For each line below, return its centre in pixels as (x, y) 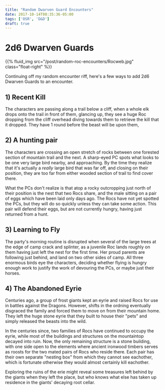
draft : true (17, 23)
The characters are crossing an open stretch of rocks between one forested (82, 152)
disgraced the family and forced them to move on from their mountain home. (83, 311)
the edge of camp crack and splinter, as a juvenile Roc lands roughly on (78, 247)
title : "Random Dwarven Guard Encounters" (49, 10)
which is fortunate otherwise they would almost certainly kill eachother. (77, 362)
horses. (13, 273)
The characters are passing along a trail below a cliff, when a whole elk (77, 109)
